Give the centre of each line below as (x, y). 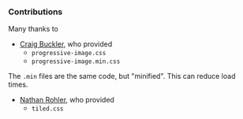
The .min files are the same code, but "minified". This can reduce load (122, 76)
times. (18, 84)
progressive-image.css (69, 54)
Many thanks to (34, 29)
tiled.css (48, 109)
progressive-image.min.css (76, 61)
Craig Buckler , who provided (66, 44)
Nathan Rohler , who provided (67, 100)
